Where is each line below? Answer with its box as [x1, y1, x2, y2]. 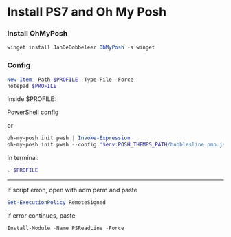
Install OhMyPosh [7, 29, 68, 38]
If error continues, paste [7, 211, 76, 220]
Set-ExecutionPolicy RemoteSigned [7, 199, 107, 206]
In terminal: [7, 154, 39, 162]
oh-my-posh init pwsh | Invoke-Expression [7, 135, 131, 142]
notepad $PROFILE [7, 82, 57, 89]
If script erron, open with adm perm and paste [7, 186, 137, 194]
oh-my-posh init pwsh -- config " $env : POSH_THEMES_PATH [7, 142, 168, 148]
